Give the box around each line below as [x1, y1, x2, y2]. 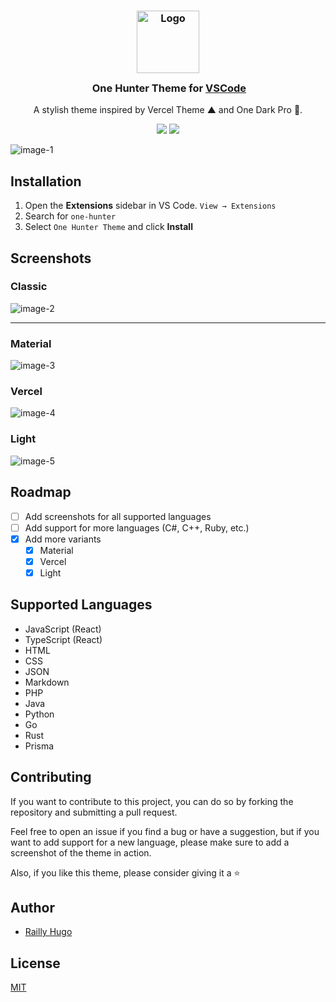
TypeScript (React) [24, 633, 103, 645]
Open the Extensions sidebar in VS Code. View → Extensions [24, 200, 277, 212]
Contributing [10, 769, 92, 786]
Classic [10, 280, 48, 294]
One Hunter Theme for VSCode [91, 81, 247, 95]
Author [10, 899, 55, 916]
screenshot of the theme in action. [10, 846, 152, 859]
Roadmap [10, 484, 72, 501]
